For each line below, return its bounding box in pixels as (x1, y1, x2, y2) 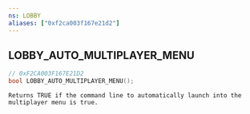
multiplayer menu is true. (8, 99, 99, 107)
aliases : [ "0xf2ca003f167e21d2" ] (8, 19, 120, 27)
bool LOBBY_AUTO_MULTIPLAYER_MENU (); (8, 77, 135, 85)
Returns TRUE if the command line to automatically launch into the (8, 92, 242, 100)
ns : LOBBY (8, 11, 42, 20)
